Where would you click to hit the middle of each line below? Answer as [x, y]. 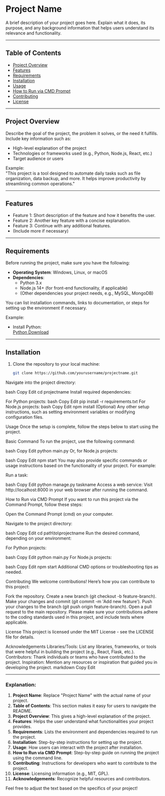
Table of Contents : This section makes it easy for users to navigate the [84, 706]
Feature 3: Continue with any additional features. [62, 226]
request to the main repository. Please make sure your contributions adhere [82, 611]
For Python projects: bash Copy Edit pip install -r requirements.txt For [76, 401]
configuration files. [24, 417]
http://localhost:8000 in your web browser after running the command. [77, 490]
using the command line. [37, 758]
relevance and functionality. [34, 33]
